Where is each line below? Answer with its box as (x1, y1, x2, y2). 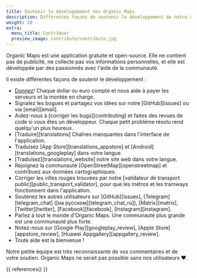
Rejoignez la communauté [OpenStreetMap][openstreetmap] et (14, 162, 167, 169)
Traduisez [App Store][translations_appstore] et (14, 143, 130, 150)
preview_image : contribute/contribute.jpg (11, 36, 117, 42)
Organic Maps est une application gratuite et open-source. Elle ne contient (6, 52, 186, 59)
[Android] (131, 143, 154, 150)
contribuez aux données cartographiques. (14, 168, 116, 175)
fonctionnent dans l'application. (14, 187, 91, 194)
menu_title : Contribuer (11, 30, 69, 36)
